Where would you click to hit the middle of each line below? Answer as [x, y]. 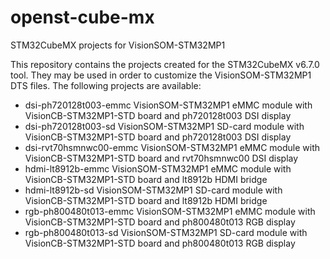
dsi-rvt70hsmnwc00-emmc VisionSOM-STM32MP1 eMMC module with [172, 147]
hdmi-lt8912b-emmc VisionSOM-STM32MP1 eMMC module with [158, 168]
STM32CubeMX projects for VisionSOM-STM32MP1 [118, 45]
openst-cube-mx [82, 17]
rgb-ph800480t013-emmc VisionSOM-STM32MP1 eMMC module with [170, 211]
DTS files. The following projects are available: [106, 85]
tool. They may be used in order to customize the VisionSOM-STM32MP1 [161, 75]
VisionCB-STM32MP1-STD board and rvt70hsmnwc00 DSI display [161, 158]
